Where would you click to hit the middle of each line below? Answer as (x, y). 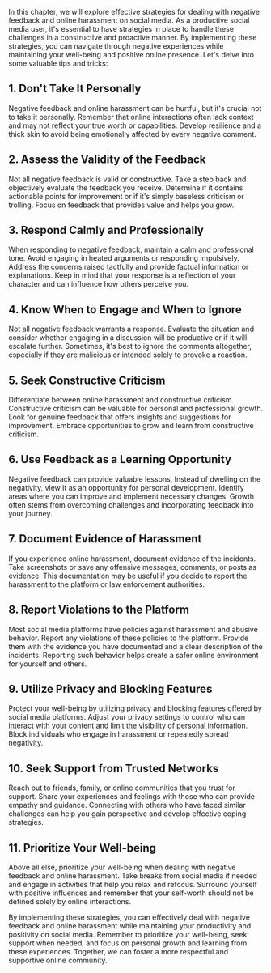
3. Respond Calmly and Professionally (106, 230)
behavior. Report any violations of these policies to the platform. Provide (129, 638)
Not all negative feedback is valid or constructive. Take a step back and (127, 179)
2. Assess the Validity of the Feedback (107, 160)
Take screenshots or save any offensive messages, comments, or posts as (133, 567)
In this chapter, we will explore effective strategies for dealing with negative (134, 12)
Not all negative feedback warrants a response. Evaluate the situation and (131, 329)
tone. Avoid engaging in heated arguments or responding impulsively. (124, 258)
